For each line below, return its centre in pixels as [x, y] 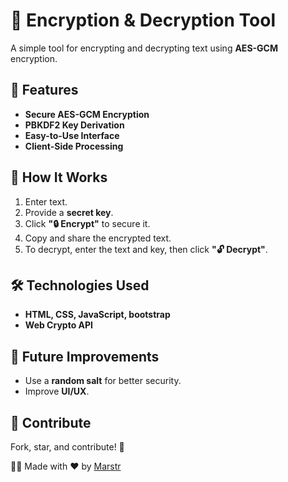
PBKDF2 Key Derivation [74, 125]
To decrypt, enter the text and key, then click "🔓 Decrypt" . [146, 249]
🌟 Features [44, 90]
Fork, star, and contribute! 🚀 [67, 447]
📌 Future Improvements [85, 356]
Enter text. [46, 201]
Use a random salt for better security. [103, 381]
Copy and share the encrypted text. [98, 238]
